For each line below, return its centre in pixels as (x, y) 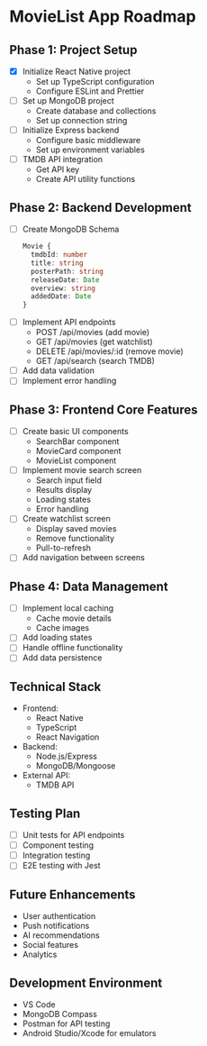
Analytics (40, 955)
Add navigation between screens (84, 558)
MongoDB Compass (59, 1014)
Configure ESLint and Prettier (90, 91)
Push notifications (56, 926)
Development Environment (86, 982)
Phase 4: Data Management (89, 586)
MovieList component (76, 460)
